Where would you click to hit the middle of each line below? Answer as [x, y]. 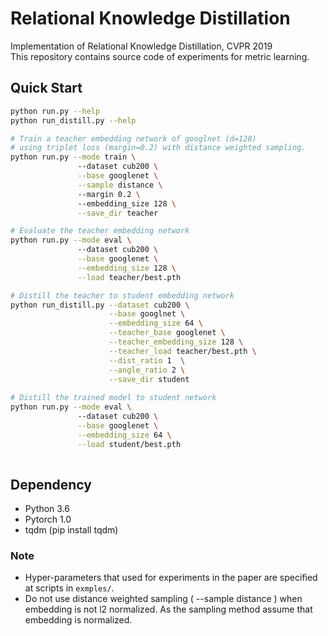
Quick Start [46, 88]
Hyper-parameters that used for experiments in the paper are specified [171, 578]
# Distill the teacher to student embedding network [122, 295]
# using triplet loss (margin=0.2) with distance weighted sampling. [158, 148]
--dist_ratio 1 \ [147, 360]
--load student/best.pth [129, 444]
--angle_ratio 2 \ [147, 370]
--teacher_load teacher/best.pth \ [182, 351]
